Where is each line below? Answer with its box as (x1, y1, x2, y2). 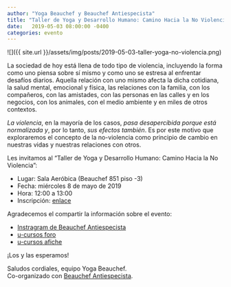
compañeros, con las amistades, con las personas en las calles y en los (7, 91, 210, 99)
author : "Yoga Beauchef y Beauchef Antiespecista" (7, 10, 155, 17)
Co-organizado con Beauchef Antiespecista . (7, 272, 133, 280)
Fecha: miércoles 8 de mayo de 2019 (16, 182, 122, 190)
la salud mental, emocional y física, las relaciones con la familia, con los (7, 83, 210, 92)
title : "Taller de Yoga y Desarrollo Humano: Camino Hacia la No (7, 17, 198, 23)
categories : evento (7, 29, 63, 36)
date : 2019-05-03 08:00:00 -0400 (7, 23, 109, 30)
